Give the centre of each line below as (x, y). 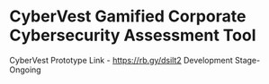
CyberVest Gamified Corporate (128, 17)
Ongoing (26, 70)
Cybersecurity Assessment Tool (133, 35)
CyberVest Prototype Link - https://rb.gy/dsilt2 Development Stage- (135, 60)
